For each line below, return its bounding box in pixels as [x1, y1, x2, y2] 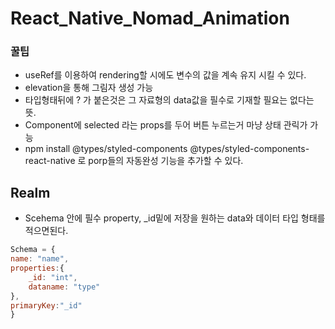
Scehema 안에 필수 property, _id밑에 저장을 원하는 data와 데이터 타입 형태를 [24, 212, 326, 224]
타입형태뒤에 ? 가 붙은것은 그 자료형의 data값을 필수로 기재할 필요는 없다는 [24, 94, 315, 106]
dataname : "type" [28, 282, 101, 292]
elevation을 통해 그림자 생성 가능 [24, 82, 154, 94]
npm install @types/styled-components [24, 143, 188, 155]
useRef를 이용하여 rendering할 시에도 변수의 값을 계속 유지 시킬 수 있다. [24, 69, 307, 81]
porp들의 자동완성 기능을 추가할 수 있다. [88, 155, 244, 167]
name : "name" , [10, 254, 70, 264]
